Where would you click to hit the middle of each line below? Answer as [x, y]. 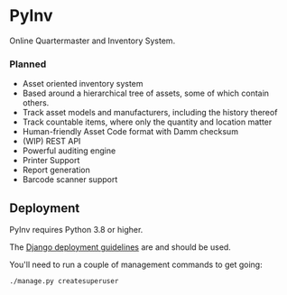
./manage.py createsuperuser [64, 281]
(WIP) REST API [51, 142]
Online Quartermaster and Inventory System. [93, 41]
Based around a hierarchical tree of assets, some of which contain [145, 93]
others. [36, 103]
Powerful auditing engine [69, 151]
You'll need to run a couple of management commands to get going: [136, 265]
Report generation [56, 170]
